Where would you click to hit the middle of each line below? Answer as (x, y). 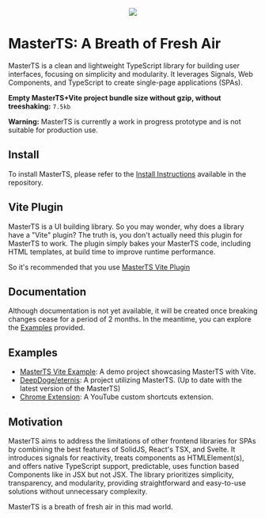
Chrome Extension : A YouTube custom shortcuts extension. (116, 397)
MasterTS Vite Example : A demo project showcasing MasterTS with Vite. (138, 371)
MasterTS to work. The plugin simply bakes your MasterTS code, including (130, 243)
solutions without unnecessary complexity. (78, 491)
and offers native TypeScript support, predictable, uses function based (124, 466)
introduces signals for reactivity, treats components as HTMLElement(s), (126, 458)
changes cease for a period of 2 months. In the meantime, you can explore (130, 319)
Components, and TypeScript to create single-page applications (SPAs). (125, 82)
